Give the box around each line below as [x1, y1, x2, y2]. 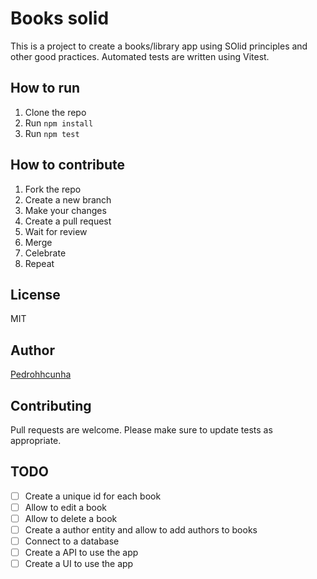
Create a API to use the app [24, 547, 139, 559]
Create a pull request [24, 215, 112, 227]
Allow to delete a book [24, 512, 118, 524]
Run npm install [24, 117, 94, 129]
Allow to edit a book [24, 501, 108, 513]
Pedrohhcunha [10, 368, 72, 381]
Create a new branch [24, 193, 112, 206]
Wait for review [24, 225, 88, 237]
